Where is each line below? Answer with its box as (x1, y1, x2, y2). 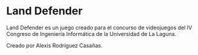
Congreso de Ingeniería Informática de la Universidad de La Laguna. (6, 30, 177, 37)
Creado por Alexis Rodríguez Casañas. (6, 42, 103, 49)
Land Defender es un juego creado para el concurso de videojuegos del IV (6, 24, 193, 31)
